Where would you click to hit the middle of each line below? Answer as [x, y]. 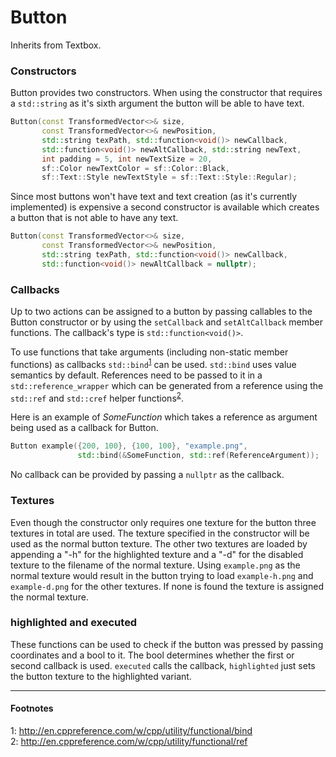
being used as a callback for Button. [84, 428]
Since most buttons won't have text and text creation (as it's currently [154, 197]
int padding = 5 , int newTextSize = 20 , [127, 159]
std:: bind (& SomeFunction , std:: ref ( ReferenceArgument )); [198, 456]
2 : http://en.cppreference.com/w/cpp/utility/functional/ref [129, 742]
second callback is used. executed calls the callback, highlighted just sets [163, 665]
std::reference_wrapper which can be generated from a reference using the [167, 385]
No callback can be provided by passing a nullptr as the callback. [147, 475]
